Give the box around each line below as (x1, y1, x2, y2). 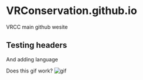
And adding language (6, 55, 58, 62)
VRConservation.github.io (6, 4, 137, 18)
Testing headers (6, 40, 68, 50)
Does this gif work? (6, 67, 53, 74)
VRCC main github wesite (6, 23, 68, 30)
